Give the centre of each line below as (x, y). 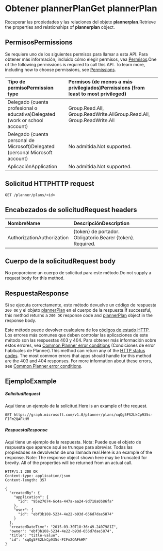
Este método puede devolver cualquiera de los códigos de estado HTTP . (78, 330)
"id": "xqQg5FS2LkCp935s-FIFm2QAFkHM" (49, 540)
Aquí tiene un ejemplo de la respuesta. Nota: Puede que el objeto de (73, 442)
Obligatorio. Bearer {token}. (104, 238)
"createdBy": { (25, 493)
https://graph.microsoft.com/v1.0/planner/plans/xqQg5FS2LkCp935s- (83, 415)
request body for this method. (35, 278)
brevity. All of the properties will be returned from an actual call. (69, 463)
